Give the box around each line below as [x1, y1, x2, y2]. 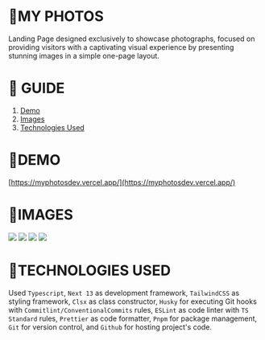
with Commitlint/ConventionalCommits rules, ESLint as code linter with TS [8, 305, 249, 314]
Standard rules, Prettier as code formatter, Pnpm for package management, [8, 313, 258, 323]
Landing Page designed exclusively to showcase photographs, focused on [8, 34, 255, 43]
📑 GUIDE [8, 80, 65, 97]
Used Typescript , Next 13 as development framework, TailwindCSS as [8, 288, 240, 297]
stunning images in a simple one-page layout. [8, 51, 159, 60]
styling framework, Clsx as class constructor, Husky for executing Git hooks [8, 297, 258, 306]
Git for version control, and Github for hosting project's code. [8, 322, 212, 332]
